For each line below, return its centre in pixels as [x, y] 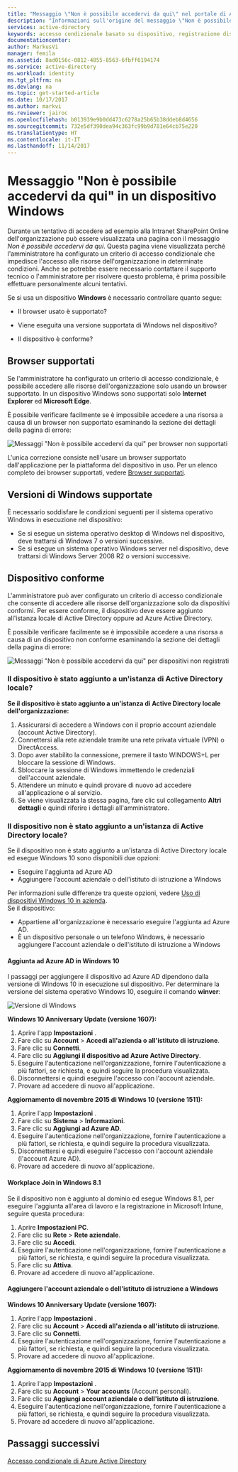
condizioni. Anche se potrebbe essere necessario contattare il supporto [112, 269]
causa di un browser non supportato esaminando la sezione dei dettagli [112, 422]
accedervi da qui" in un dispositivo [112, 196]
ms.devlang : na [30, 87]
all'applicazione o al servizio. [60, 792]
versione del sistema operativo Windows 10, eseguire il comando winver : [114, 992]
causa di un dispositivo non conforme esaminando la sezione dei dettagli [114, 639]
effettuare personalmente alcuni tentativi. [67, 284]
